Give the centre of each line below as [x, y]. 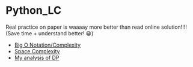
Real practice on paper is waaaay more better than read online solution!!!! [96, 27]
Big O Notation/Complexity [47, 45]
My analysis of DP [37, 57]
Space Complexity [37, 51]
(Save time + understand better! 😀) [50, 33]
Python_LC [33, 10]
